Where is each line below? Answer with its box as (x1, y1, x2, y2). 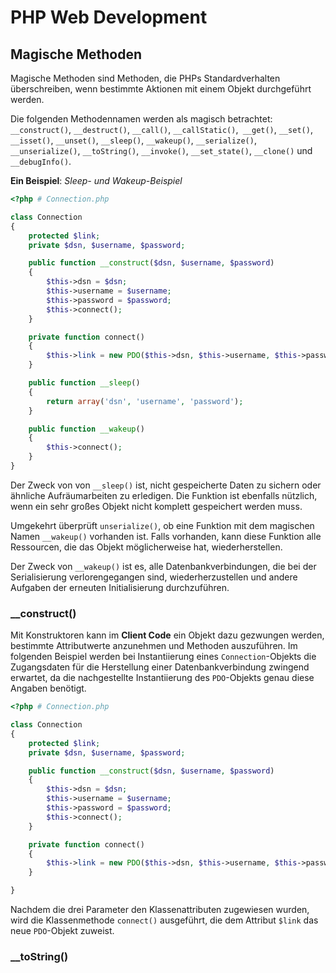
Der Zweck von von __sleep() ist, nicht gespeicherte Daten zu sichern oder (10, 479, 322, 491)
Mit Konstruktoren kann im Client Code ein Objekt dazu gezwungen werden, (10, 629, 325, 641)
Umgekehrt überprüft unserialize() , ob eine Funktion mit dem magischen (10, 519, 315, 531)
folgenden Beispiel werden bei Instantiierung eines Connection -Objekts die (10, 651, 317, 663)
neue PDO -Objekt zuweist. (10, 925, 115, 937)
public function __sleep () (28, 378, 141, 388)
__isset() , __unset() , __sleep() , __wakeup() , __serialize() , (10, 134, 257, 146)
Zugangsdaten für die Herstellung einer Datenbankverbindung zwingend (10, 661, 310, 673)
